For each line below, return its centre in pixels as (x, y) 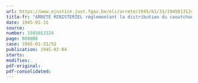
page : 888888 (22, 39)
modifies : (18, 60)
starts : (16, 55)
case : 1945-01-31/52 (32, 44)
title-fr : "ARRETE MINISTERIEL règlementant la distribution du (87, 17)
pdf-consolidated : (29, 71)
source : (16, 28)
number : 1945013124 (30, 33)
